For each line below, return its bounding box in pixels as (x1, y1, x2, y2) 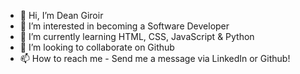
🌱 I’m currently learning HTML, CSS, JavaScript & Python (19, 31, 255, 42)
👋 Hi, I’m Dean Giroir (19, 10, 104, 21)
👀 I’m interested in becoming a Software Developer (19, 20, 230, 32)
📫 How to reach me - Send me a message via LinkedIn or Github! (19, 53, 291, 64)
